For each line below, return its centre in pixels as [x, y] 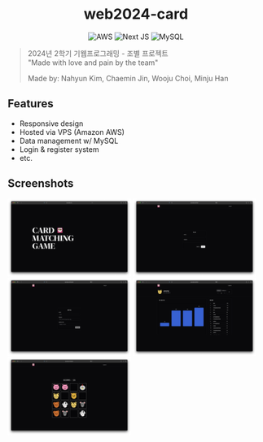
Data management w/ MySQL [69, 141]
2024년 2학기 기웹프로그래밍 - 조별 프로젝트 [98, 53]
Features [31, 104]
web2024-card [136, 14]
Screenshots [41, 184]
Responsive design [51, 123]
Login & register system [59, 149]
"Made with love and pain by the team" [93, 63]
